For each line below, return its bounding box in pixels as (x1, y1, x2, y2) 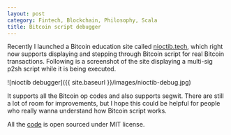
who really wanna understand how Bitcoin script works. (7, 106, 167, 115)
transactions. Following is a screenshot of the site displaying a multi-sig (7, 57, 213, 66)
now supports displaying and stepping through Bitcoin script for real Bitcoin (7, 50, 225, 58)
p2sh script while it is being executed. (7, 64, 117, 73)
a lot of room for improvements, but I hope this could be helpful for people (7, 99, 221, 108)
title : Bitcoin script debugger (7, 23, 101, 30)
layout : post (7, 10, 45, 17)
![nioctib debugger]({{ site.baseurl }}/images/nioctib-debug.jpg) (7, 78, 192, 87)
